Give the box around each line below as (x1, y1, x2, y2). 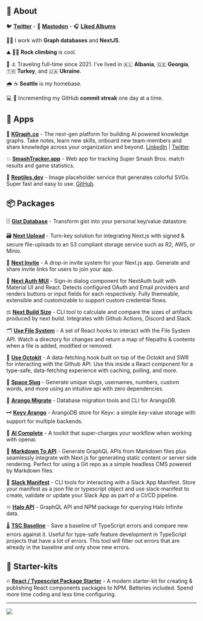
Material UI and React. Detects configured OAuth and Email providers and (6, 283, 189, 291)
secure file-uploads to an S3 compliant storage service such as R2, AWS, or (6, 241, 195, 248)
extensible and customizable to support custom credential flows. (6, 297, 167, 304)
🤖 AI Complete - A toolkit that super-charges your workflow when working (6, 429, 192, 437)
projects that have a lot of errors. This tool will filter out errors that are (6, 537, 180, 545)
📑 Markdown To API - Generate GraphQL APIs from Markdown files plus (6, 447, 187, 455)
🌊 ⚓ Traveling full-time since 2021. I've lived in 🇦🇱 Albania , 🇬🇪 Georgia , (6, 60, 190, 67)
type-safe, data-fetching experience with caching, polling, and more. (6, 367, 178, 374)
